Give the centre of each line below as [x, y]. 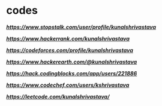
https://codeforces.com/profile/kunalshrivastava [70, 50]
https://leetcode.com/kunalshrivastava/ [58, 96]
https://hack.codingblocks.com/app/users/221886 [72, 73]
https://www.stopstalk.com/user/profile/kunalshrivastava [81, 27]
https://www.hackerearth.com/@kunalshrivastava [72, 62]
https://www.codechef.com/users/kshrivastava [68, 85]
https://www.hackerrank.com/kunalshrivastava [68, 38]
